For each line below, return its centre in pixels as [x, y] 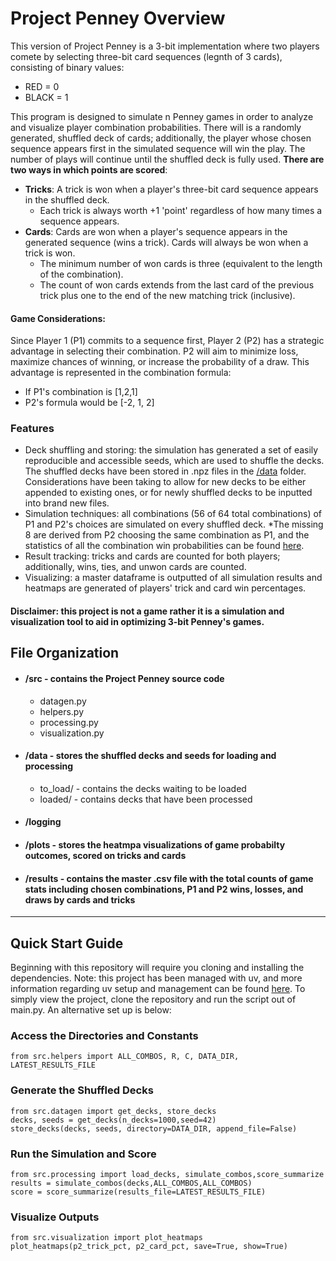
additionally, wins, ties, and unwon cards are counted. [135, 567]
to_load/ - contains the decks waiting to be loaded [143, 788]
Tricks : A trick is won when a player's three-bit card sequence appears [171, 189]
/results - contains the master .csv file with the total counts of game [169, 878]
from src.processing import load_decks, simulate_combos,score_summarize [167, 1174]
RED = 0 [42, 86]
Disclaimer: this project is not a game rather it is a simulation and [147, 611]
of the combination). [81, 274]
